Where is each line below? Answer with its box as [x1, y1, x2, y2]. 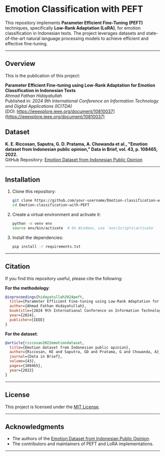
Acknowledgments [5, 423, 65, 431]
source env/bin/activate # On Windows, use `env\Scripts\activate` [12, 226, 156, 230]
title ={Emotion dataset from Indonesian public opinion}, [9, 345, 131, 350]
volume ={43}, [9, 358, 36, 364]
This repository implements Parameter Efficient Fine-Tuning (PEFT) [5, 20, 143, 26]
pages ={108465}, [9, 363, 43, 368]
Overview [5, 60, 36, 68]
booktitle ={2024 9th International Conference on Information [9, 308, 139, 313]
